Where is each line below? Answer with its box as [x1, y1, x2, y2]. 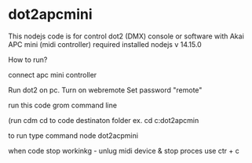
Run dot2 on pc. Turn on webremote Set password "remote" [8, 85, 203, 95]
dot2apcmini [8, 5, 93, 24]
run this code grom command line [8, 100, 118, 110]
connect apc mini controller [8, 70, 97, 79]
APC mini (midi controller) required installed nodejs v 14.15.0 [8, 39, 202, 49]
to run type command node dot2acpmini [8, 131, 139, 140]
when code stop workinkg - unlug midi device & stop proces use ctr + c [8, 146, 239, 155]
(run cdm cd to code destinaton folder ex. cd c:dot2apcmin [8, 115, 199, 125]
